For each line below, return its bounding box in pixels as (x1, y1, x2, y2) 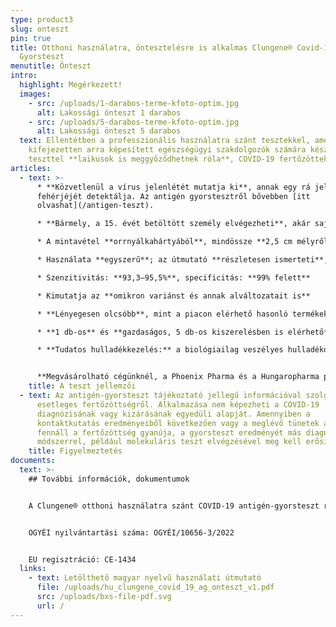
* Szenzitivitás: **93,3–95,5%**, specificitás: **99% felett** (36, 272, 311, 283)
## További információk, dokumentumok (28, 474, 190, 484)
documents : (10, 456, 56, 466)
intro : (10, 71, 38, 81)
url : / (36, 601, 65, 611)
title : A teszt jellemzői (28, 381, 137, 391)
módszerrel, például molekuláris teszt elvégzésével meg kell (36, 437, 302, 447)
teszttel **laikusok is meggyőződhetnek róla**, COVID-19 (28, 154, 275, 164)
